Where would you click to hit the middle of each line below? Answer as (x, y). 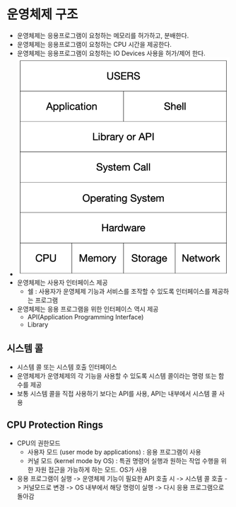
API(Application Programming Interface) (85, 317)
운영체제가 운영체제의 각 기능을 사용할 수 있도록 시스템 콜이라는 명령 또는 (117, 375)
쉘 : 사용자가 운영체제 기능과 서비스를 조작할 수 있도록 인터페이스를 (119, 291)
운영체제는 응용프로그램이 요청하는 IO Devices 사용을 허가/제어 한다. (111, 53)
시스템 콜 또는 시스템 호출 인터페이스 (67, 367)
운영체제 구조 (42, 15)
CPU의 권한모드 (39, 443)
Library (38, 324)
